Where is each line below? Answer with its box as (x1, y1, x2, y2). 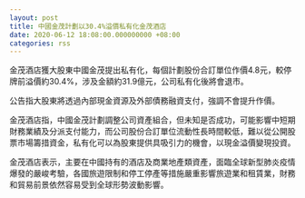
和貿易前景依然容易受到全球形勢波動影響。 (9, 179, 169, 191)
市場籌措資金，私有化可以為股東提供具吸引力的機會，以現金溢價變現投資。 (16, 137, 296, 148)
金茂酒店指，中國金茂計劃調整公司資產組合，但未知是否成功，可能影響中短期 (9, 114, 296, 125)
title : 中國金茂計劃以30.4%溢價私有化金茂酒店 (9, 22, 167, 31)
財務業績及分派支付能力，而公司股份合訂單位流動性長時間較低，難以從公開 (9, 126, 288, 137)
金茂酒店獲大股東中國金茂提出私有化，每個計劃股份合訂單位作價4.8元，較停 (9, 64, 292, 75)
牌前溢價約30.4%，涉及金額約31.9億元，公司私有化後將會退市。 (9, 76, 249, 87)
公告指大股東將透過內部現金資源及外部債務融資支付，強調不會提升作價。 (9, 95, 280, 106)
